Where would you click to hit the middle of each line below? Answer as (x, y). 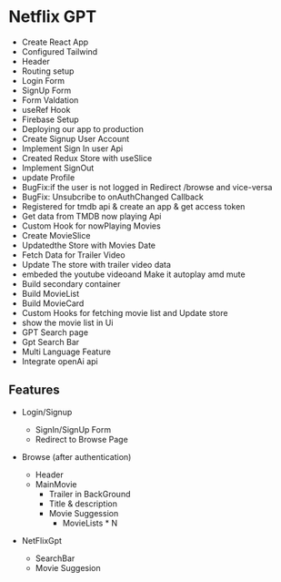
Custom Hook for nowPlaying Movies (91, 226)
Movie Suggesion (68, 567)
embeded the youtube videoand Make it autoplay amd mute (134, 274)
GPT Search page (55, 332)
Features (34, 390)
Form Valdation (50, 100)
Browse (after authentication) (76, 456)
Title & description (83, 504)
